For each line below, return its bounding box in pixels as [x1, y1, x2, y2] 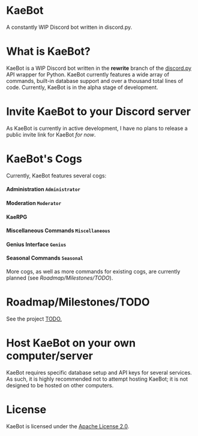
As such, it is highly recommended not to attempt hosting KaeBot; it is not [6, 375, 188, 382]
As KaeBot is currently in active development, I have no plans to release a [6, 124, 188, 132]
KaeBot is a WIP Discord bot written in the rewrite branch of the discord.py [6, 64, 192, 72]
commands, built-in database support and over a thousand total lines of [6, 77, 184, 84]
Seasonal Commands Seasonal [6, 254, 83, 262]
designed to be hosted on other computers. [6, 381, 114, 388]
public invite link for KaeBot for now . [6, 130, 96, 138]
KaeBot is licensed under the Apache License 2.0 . [6, 422, 130, 430]
